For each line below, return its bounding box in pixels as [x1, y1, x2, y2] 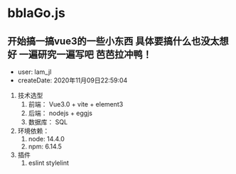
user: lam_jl [17, 67, 52, 76]
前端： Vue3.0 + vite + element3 [28, 100, 124, 108]
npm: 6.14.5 [28, 142, 63, 151]
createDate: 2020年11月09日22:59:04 [17, 76, 128, 85]
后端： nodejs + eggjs [28, 109, 92, 117]
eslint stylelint [28, 158, 70, 167]
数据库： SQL [28, 118, 68, 126]
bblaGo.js [7, 5, 65, 21]
